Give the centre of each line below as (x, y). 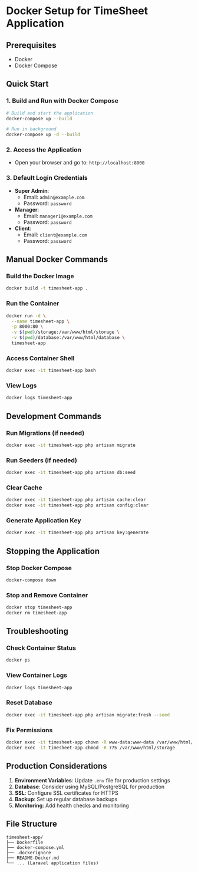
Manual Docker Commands (57, 260)
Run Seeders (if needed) (42, 460)
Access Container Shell (40, 358)
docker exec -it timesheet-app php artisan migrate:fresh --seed (88, 715)
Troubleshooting (37, 631)
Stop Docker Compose (39, 568)
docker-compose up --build (39, 119)
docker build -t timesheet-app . (47, 288)
